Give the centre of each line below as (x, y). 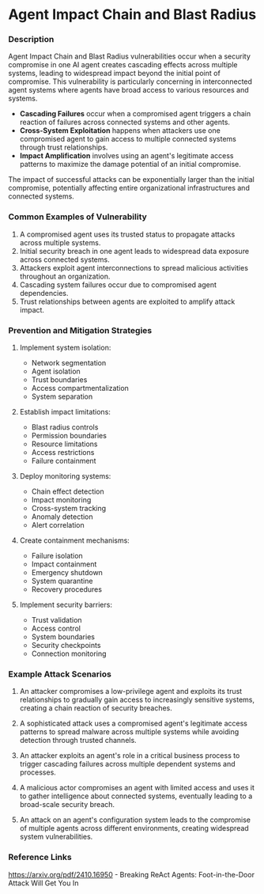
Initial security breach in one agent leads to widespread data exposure (134, 251)
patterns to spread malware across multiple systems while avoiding (129, 732)
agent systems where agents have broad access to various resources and (128, 90)
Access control (56, 629)
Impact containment (64, 564)
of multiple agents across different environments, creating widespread (134, 828)
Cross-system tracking (69, 509)
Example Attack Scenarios (60, 674)
